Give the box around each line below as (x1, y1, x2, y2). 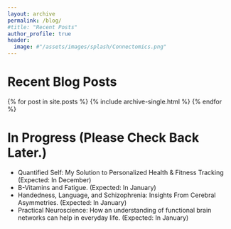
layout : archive (7, 10, 55, 18)
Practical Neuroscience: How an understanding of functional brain (17, 206, 212, 214)
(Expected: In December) (17, 175, 92, 184)
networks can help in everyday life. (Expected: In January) (17, 213, 189, 222)
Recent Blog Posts (7, 74, 117, 90)
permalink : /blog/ (7, 17, 62, 24)
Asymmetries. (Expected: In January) (17, 198, 127, 206)
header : (7, 37, 31, 44)
